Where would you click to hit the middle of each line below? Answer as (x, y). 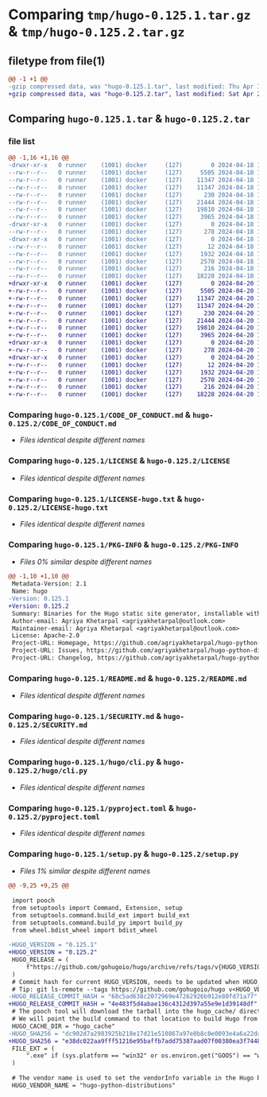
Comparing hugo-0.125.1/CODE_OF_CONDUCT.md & (100, 415)
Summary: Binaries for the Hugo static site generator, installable (128, 613)
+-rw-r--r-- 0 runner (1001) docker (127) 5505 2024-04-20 (131, 291)
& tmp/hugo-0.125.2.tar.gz (97, 31)
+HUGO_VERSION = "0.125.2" (53, 952)
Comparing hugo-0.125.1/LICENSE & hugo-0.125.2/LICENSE (119, 461)
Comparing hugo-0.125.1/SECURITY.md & (85, 716)
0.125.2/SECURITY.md (48, 725)
